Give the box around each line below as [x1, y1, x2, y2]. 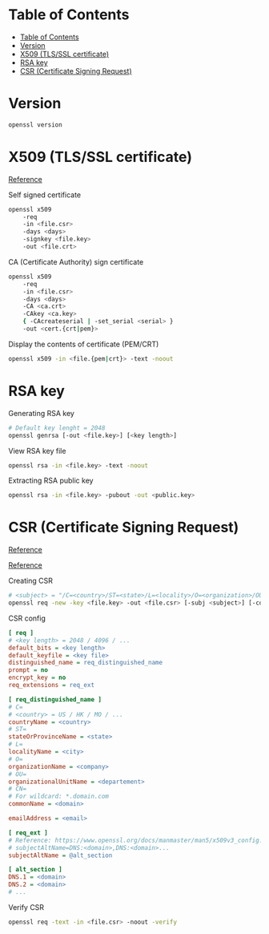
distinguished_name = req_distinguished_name [8, 659, 163, 667]
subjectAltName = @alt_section [8, 851, 113, 859]
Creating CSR [8, 576, 54, 586]
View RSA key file [8, 446, 66, 455]
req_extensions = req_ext [8, 681, 94, 689]
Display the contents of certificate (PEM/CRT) [8, 339, 159, 349]
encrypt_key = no [8, 673, 66, 682]
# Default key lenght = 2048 [8, 423, 106, 432]
